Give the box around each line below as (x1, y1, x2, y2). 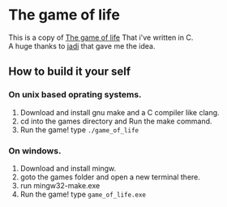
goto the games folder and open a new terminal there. (19, 172, 201, 182)
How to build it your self (8, 65, 131, 79)
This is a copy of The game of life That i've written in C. (8, 32, 194, 42)
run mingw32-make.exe (19, 180, 101, 190)
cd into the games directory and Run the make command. (19, 116, 212, 126)
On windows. (8, 144, 62, 156)
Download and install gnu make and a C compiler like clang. (19, 107, 221, 117)
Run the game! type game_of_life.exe (19, 189, 147, 199)
